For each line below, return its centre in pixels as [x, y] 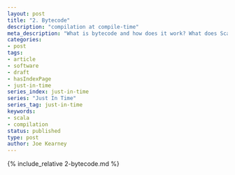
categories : [24, 40]
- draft [19, 72]
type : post [23, 137]
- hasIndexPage [29, 79]
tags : [15, 53]
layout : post [26, 14]
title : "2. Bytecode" [39, 20]
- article [22, 59]
